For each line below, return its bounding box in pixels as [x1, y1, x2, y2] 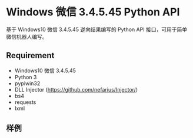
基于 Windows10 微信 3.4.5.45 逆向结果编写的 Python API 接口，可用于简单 [6, 26, 188, 33]
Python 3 [14, 73, 37, 80]
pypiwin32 [14, 80, 41, 87]
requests [14, 98, 36, 106]
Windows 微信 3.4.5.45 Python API [6, 5, 180, 19]
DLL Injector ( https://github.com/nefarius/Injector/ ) [14, 86, 138, 93]
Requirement [6, 51, 55, 60]
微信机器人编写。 [6, 33, 48, 40]
